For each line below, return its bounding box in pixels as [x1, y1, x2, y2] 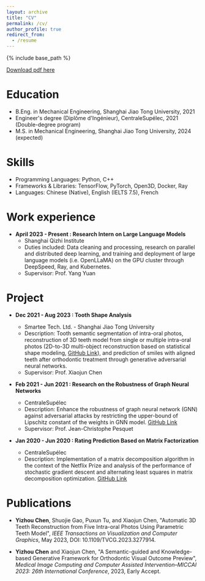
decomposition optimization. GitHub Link [24, 474, 127, 482]
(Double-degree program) [15, 121, 81, 128]
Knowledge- [161, 548, 193, 555]
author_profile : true [6, 26, 62, 32]
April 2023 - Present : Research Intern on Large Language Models [15, 230, 186, 238]
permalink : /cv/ [6, 20, 48, 26]
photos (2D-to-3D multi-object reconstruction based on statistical [24, 343, 191, 350]
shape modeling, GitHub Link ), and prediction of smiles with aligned [24, 349, 196, 356]
